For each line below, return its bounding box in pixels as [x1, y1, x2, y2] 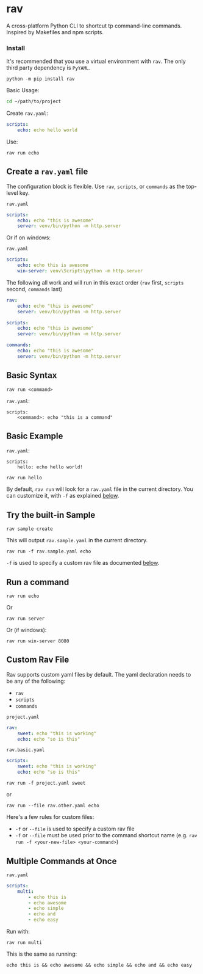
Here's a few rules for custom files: [6, 813, 94, 821]
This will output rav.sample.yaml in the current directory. [6, 537, 148, 544]
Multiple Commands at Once [6, 856, 117, 866]
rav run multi [6, 940, 43, 946]
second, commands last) [6, 285, 63, 293]
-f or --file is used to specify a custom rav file [15, 825, 135, 832]
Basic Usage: [6, 87, 40, 94]
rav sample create [6, 526, 53, 532]
